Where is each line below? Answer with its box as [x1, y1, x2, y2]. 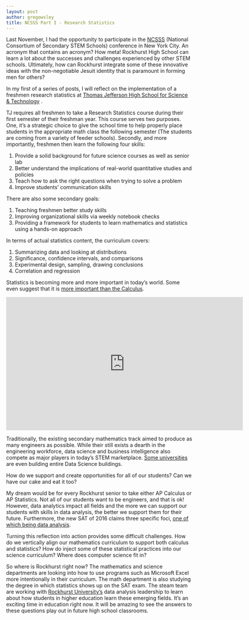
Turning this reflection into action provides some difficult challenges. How [6, 533, 186, 540]
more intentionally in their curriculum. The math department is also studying [6, 576, 191, 583]
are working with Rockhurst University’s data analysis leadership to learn [6, 588, 183, 596]
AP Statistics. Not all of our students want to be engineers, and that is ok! [6, 496, 185, 503]
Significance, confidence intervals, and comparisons [14, 255, 144, 262]
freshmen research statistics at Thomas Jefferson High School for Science [6, 91, 188, 98]
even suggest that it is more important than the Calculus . [6, 285, 144, 292]
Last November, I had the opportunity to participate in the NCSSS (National [6, 36, 189, 43]
